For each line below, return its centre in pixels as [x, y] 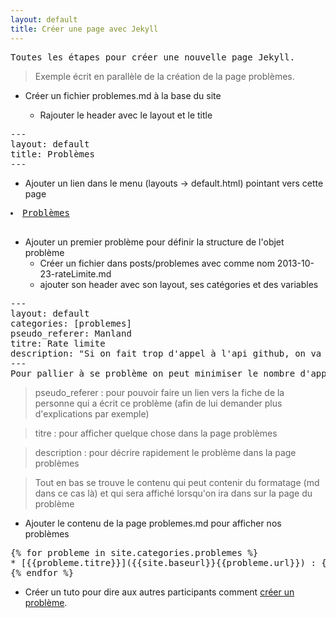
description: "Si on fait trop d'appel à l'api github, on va [166, 353]
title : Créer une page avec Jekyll [84, 29]
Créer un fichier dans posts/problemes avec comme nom [157, 263]
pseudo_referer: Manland [71, 333]
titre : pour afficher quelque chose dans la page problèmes [156, 433]
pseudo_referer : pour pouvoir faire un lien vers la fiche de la [159, 392]
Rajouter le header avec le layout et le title [126, 115]
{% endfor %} [42, 572]
